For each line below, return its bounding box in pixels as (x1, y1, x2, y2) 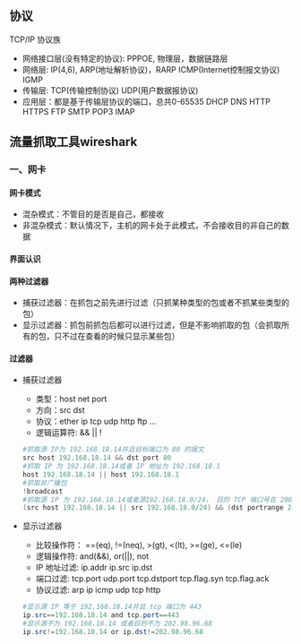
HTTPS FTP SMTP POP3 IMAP (21, 106, 136, 116)
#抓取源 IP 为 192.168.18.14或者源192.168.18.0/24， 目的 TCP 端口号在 (21, 495, 277, 504)
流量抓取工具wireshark (9, 134, 138, 150)
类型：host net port (35, 393, 107, 405)
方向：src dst (35, 405, 85, 416)
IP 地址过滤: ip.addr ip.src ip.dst (35, 562, 153, 573)
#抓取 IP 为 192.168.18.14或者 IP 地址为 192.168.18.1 (21, 462, 221, 471)
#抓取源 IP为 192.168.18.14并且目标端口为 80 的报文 (21, 445, 204, 454)
